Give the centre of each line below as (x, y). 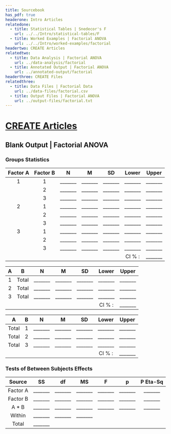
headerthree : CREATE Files (34, 77)
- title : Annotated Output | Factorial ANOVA (59, 67)
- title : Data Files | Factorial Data (51, 86)
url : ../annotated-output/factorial (54, 72)
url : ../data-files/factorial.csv (51, 91)
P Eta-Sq (152, 382)
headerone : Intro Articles (34, 19)
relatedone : (18, 24)
